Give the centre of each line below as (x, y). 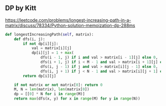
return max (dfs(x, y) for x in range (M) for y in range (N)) (77, 99)
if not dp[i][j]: (41, 44)
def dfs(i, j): (30, 39)
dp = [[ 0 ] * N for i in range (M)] (49, 94)
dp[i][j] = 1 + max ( (53, 53)
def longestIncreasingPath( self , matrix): (49, 34)
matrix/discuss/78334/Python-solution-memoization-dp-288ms (70, 25)
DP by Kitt (21, 8)
